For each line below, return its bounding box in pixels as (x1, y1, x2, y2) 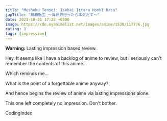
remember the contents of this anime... (5, 61, 87, 66)
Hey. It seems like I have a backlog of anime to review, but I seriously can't (5, 55, 162, 61)
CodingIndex (5, 110, 32, 116)
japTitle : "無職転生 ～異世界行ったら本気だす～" (5, 12, 100, 17)
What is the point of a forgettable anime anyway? (5, 80, 109, 86)
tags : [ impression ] (5, 31, 47, 36)
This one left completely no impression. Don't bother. (5, 100, 117, 106)
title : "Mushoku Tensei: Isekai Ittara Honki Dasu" (5, 7, 117, 13)
